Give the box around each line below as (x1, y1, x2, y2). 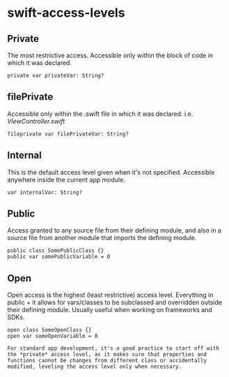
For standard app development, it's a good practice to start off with (7, 345, 219, 352)
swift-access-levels (7, 5, 125, 21)
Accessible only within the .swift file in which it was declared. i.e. (7, 110, 194, 118)
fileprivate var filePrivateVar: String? (7, 131, 129, 138)
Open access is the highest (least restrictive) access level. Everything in (7, 291, 214, 300)
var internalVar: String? (7, 188, 82, 196)
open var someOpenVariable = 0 (7, 333, 98, 340)
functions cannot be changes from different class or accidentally (7, 357, 207, 364)
